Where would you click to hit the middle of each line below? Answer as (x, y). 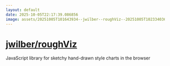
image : (13, 19)
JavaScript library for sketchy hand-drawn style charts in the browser (78, 58)
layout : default (23, 10)
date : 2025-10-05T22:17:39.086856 (42, 15)
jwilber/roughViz (41, 44)
